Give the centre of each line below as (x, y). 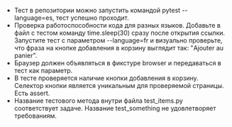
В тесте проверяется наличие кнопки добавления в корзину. (106, 78)
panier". (26, 55)
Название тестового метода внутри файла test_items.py (98, 101)
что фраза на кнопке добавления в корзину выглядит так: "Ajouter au (119, 48)
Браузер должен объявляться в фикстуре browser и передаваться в (118, 63)
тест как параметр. (43, 71)
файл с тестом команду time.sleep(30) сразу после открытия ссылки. (120, 33)
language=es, (34, 18)
